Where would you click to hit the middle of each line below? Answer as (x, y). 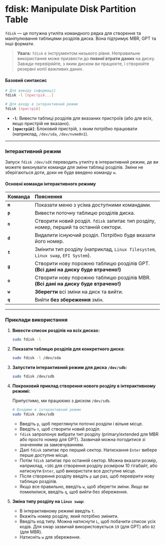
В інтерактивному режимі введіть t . (57, 511)
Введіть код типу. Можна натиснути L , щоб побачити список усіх (88, 521)
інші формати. (20, 43)
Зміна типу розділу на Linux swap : (48, 501)
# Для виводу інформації (30, 91)
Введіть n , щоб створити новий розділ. (60, 429)
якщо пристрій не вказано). (41, 123)
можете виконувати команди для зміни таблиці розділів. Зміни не (74, 167)
